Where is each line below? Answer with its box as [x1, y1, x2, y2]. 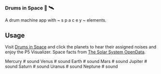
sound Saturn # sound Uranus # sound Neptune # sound [5, 63, 118, 69]
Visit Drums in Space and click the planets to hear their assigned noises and [5, 44, 157, 50]
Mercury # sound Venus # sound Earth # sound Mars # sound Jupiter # [5, 59, 147, 64]
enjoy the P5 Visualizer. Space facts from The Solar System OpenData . [5, 49, 146, 55]
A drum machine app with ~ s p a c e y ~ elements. [5, 17, 106, 23]
